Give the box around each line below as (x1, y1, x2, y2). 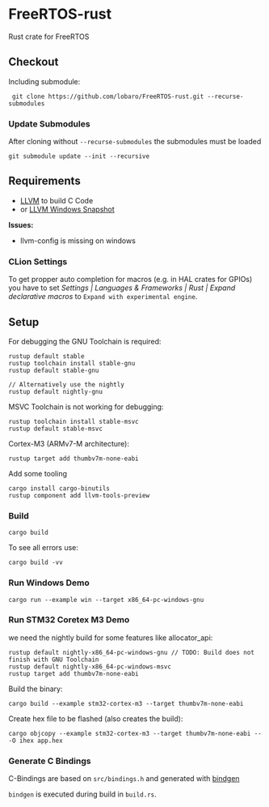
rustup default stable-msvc (8, 425, 103, 433)
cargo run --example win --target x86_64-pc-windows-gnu (8, 596, 204, 604)
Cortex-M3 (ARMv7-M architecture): (8, 438, 129, 448)
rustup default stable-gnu (8, 366, 99, 374)
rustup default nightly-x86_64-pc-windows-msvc (8, 662, 172, 671)
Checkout (8, 55, 59, 69)
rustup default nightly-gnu (8, 387, 103, 395)
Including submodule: (8, 76, 81, 86)
